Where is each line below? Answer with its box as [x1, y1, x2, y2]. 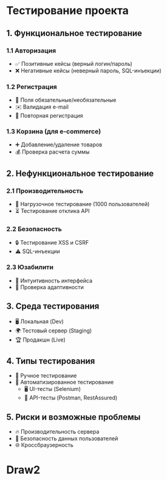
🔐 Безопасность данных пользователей [15, 435, 118, 442]
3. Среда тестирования [6, 301, 100, 312]
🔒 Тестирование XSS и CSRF [15, 239, 89, 246]
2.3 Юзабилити [6, 263, 53, 271]
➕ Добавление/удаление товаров [15, 141, 103, 148]
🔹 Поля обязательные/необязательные [15, 96, 117, 104]
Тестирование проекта [6, 4, 129, 18]
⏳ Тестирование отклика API [15, 207, 90, 215]
